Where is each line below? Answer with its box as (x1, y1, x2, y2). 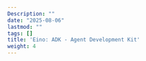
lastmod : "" (7, 23, 42, 30)
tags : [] (7, 29, 33, 37)
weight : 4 (7, 43, 37, 50)
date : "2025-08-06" (7, 17, 65, 24)
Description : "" (7, 10, 55, 18)
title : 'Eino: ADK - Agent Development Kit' (7, 36, 140, 43)
